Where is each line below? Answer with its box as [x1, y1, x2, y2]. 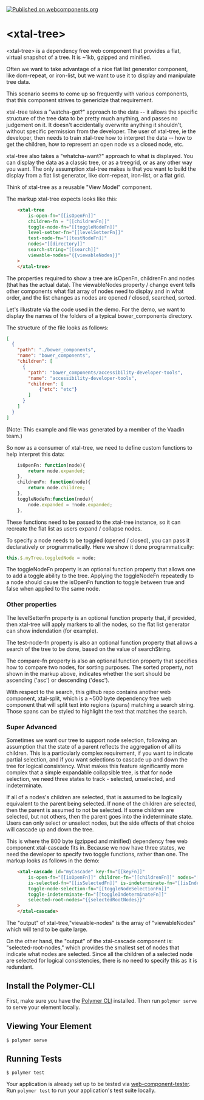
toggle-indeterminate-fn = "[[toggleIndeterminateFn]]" [28, 891, 167, 898]
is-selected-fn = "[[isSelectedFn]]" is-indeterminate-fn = [28, 880, 175, 886]
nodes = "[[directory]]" [28, 241, 86, 247]
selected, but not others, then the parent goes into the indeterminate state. [6, 813, 193, 820]
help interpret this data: [6, 450, 65, 458]
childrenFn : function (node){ [17, 479, 91, 486]
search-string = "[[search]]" [28, 247, 99, 253]
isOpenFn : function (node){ [17, 462, 86, 468]
